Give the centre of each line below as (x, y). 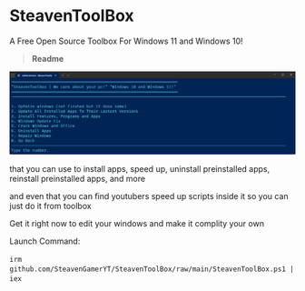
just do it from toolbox (51, 206)
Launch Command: (45, 241)
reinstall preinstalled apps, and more (78, 179)
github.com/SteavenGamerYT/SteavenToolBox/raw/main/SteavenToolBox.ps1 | (152, 269)
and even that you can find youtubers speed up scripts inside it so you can (149, 196)
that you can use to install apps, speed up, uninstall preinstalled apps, (140, 169)
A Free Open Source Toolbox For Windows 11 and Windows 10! (126, 41)
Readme (48, 58)
